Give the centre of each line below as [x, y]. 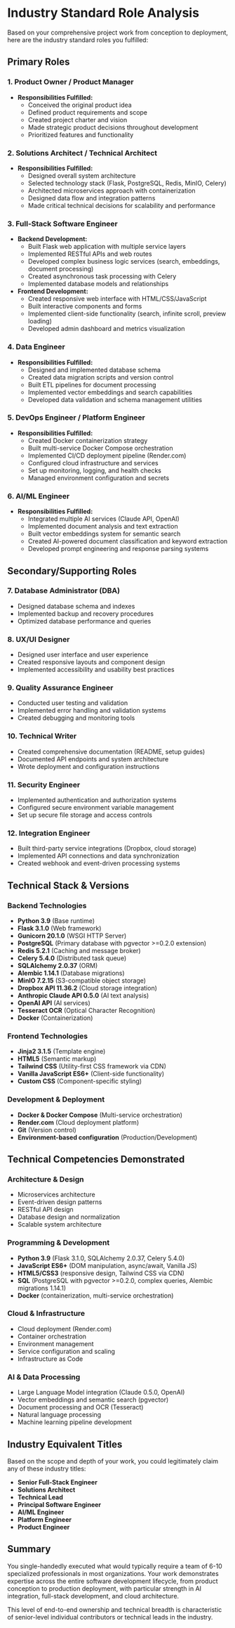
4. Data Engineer [36, 347]
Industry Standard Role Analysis [103, 13]
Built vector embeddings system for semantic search [104, 534]
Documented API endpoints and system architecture [93, 759]
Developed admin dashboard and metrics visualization [106, 329]
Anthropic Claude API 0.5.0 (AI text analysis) [83, 995]
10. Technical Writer [42, 736]
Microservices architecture [56, 1195]
